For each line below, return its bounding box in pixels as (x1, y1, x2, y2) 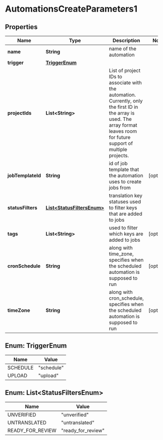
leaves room (109, 128, 137, 135)
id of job (109, 160, 128, 167)
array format (109, 122, 137, 128)
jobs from (109, 185, 131, 191)
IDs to (109, 73, 122, 80)
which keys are (109, 231, 144, 237)
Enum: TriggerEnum (5, 341, 67, 350)
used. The (109, 116, 132, 122)
